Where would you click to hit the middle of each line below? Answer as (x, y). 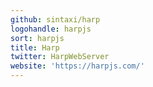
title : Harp (35, 47)
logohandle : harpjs (51, 29)
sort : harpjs (37, 38)
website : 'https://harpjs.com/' (77, 66)
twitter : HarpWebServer (60, 57)
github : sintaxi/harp (55, 19)
